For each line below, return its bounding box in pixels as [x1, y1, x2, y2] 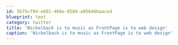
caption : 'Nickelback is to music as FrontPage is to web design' [6, 30, 173, 36]
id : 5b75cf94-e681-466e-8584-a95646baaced [6, 8, 112, 15]
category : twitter [6, 19, 51, 25]
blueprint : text [6, 14, 46, 20]
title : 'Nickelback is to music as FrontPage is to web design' [6, 25, 168, 31]
